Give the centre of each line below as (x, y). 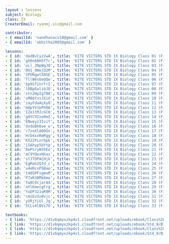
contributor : (19, 33)
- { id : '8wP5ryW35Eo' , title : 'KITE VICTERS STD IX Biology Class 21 (81, 150)
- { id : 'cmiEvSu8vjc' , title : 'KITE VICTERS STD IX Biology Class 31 (81, 197)
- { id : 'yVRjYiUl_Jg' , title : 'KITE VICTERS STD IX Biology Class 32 (81, 201)
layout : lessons (23, 10)
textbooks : (17, 215)
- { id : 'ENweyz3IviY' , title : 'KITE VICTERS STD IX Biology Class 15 (81, 122)
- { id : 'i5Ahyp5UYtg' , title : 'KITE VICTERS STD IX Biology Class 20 (81, 145)
